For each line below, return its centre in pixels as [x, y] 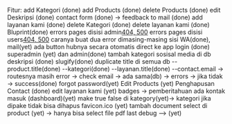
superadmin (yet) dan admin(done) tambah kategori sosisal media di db [109, 54]
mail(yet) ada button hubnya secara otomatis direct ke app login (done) [108, 47]
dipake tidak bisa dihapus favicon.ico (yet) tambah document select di [107, 106]
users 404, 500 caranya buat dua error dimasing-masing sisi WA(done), [109, 39]
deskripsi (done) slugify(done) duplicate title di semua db [89, 61]
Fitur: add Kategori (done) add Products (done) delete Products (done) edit [114, 10]
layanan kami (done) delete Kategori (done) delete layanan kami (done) [108, 25]
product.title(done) [34, 69]
